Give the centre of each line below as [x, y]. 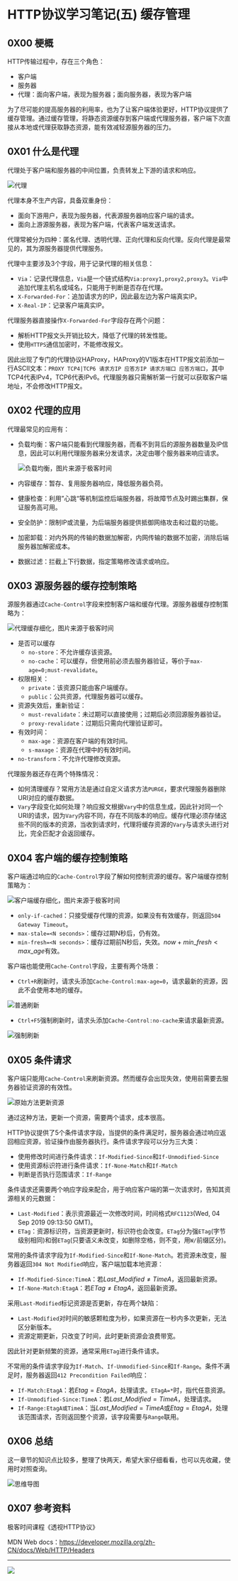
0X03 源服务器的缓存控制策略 [72, 586]
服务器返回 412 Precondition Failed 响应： [87, 1375]
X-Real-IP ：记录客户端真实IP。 [63, 305]
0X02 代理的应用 [44, 410]
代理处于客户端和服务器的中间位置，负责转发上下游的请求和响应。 [103, 170]
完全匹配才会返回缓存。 [64, 833]
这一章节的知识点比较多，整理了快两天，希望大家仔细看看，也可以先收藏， [116, 1459]
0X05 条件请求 [40, 1060]
